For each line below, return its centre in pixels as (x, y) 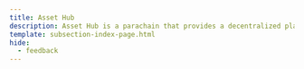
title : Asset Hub (42, 17)
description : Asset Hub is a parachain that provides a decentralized (145, 26)
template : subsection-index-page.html (82, 34)
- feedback (38, 51)
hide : (19, 43)
